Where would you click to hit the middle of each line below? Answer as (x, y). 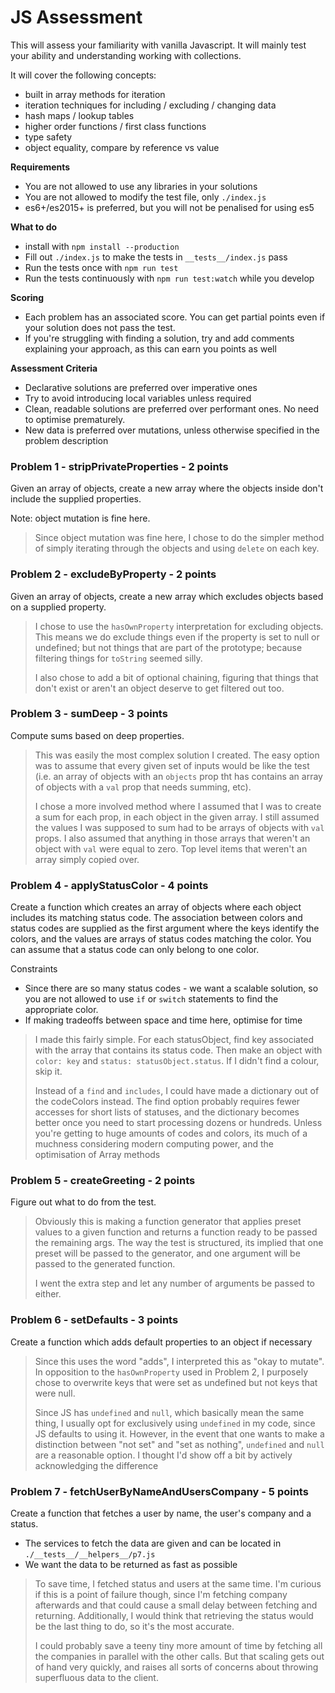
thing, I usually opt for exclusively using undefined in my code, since (175, 1423)
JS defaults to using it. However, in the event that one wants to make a (179, 1433)
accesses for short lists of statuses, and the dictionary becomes (167, 1112)
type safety (48, 137)
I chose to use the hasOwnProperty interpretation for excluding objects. (179, 626)
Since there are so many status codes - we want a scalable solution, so (171, 988)
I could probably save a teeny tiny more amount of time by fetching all (178, 1646)
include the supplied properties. (76, 499)
